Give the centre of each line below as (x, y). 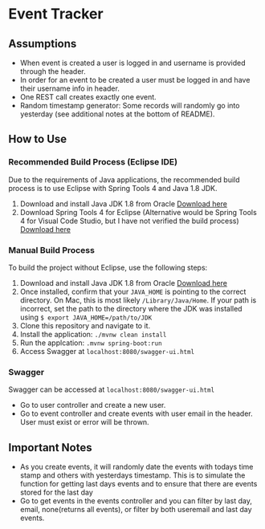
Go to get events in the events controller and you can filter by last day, (136, 501)
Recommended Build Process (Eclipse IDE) (93, 162)
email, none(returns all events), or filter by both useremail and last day (136, 510)
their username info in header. (70, 88)
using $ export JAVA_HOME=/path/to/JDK (86, 317)
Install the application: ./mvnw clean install (93, 334)
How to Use (38, 139)
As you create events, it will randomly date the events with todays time (137, 467)
